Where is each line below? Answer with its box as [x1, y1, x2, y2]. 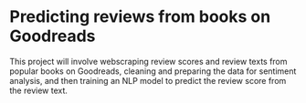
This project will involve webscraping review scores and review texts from [9, 56, 288, 67]
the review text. [9, 85, 69, 96]
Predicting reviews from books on [9, 6, 271, 27]
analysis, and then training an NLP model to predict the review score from [9, 75, 287, 86]
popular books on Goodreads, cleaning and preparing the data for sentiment [9, 66, 297, 77]
